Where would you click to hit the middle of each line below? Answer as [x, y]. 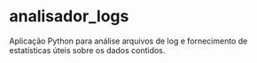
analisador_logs [69, 16]
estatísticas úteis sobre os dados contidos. [87, 50]
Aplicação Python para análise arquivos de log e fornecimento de [128, 41]
